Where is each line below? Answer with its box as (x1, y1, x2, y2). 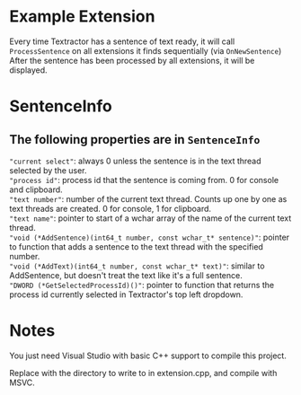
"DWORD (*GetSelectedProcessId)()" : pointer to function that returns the (9, 279, 275, 290)
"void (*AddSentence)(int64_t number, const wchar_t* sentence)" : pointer (9, 232, 290, 242)
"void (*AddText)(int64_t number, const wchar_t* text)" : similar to (9, 260, 265, 271)
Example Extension (9, 6, 155, 27)
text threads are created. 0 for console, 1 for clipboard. (9, 203, 212, 214)
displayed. (9, 65, 48, 75)
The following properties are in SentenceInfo (9, 132, 261, 147)
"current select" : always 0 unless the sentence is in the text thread (9, 155, 262, 166)
